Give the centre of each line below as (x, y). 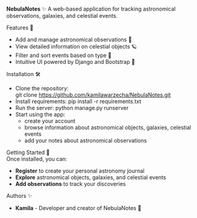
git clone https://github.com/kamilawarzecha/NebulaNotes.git (93, 95)
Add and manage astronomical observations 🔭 (73, 40)
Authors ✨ (19, 196)
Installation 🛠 (24, 74)
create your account (50, 121)
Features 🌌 (20, 28)
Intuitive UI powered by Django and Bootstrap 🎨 (75, 62)
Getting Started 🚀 (28, 152)
